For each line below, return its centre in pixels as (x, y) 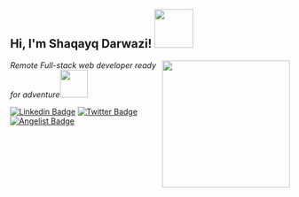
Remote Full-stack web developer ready (83, 65)
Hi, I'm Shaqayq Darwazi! (81, 44)
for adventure (35, 95)
